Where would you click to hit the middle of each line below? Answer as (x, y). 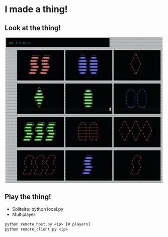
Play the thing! (28, 197)
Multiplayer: (24, 214)
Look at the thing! (33, 28)
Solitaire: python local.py (38, 209)
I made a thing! (36, 9)
